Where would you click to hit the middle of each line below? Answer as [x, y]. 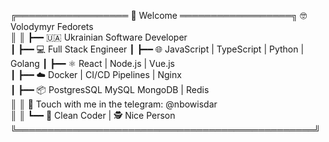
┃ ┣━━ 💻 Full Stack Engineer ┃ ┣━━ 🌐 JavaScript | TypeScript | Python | [157, 49]
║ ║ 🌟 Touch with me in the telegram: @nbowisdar [114, 104]
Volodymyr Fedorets [52, 26]
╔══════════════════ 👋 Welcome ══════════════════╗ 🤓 [159, 15]
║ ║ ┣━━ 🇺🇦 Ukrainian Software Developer [99, 37]
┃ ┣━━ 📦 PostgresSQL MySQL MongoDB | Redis [110, 89]
